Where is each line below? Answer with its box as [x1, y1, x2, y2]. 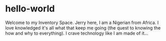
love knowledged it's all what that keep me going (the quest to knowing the [5, 24, 161, 30]
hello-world [5, 3, 55, 14]
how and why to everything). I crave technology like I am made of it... [5, 30, 148, 36]
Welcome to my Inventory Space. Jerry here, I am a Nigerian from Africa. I [5, 19, 159, 25]
